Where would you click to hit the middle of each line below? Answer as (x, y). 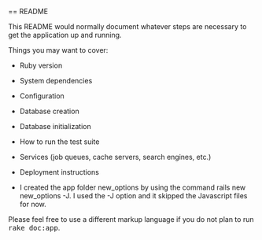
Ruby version (41, 65)
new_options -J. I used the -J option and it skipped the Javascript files (133, 196)
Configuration (42, 96)
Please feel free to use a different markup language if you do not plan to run (131, 219)
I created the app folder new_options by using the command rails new (133, 187)
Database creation (50, 111)
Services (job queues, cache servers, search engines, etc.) (115, 157)
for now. (33, 204)
